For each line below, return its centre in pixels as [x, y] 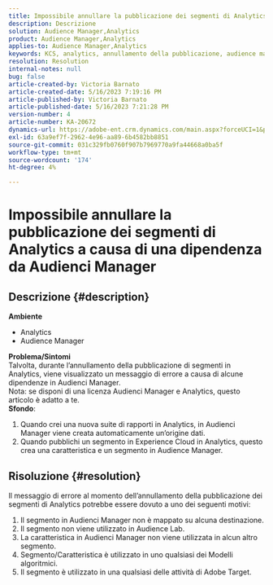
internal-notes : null [45, 69]
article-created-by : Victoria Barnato [74, 84]
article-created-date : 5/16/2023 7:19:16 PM [85, 92]
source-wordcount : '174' [50, 160]
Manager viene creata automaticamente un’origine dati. [113, 433]
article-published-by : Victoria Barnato [78, 99]
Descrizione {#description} [79, 297]
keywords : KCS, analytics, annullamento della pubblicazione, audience [132, 54]
